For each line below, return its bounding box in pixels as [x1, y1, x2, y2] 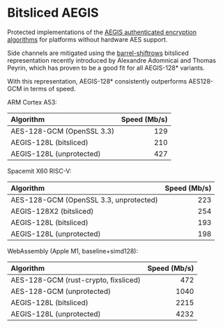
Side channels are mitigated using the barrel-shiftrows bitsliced [7, 49, 190, 57]
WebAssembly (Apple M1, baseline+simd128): [7, 247, 139, 255]
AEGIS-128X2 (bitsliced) [10, 206, 94, 216]
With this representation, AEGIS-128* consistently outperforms [7, 77, 187, 85]
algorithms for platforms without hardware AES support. [7, 35, 168, 43]
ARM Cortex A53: [7, 97, 57, 106]
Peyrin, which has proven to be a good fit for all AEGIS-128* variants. [7, 63, 206, 72]
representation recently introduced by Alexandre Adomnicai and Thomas [7, 56, 216, 64]
